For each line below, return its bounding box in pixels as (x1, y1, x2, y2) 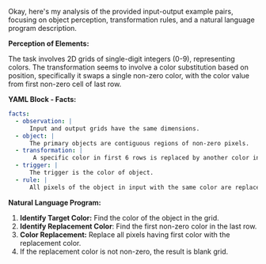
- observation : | (15, 117, 73, 125)
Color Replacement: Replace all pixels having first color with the (19, 229, 230, 239)
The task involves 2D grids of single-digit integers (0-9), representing (8, 55, 235, 63)
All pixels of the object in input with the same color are (28, 183, 232, 191)
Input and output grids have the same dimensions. (28, 124, 200, 133)
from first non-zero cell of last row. (8, 79, 122, 89)
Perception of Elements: (8, 39, 89, 48)
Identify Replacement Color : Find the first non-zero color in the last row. (19, 221, 257, 231)
